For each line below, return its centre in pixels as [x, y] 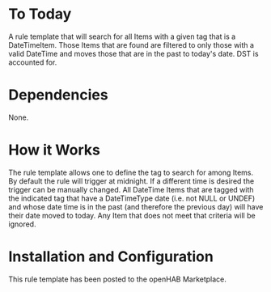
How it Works [55, 150]
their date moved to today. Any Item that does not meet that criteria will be [132, 215]
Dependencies [58, 95]
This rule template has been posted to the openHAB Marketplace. [117, 279]
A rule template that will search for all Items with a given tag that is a [122, 36]
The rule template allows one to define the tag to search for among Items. [131, 172]
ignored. [22, 224]
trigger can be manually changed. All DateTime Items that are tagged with [131, 189]
